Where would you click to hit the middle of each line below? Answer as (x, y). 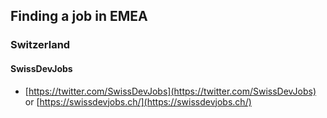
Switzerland (40, 45)
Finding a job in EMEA (79, 16)
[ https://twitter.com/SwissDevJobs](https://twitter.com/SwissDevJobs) (170, 91)
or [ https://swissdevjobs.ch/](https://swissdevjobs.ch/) (138, 101)
